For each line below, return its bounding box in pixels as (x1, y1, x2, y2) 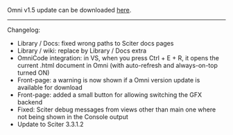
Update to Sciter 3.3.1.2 (17, 120, 85, 128)
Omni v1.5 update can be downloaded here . (7, 6, 132, 14)
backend (17, 98, 43, 106)
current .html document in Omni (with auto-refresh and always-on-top (17, 62, 218, 69)
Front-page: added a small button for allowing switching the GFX (17, 91, 202, 99)
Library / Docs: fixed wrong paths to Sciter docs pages (17, 39, 174, 47)
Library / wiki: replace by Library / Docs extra (17, 46, 147, 55)
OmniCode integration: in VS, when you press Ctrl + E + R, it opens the (17, 54, 220, 62)
